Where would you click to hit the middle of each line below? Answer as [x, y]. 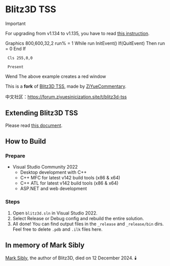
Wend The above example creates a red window [56, 76]
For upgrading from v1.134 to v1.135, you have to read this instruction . [77, 33]
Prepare [15, 156]
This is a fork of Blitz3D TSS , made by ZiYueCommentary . [66, 86]
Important [15, 23]
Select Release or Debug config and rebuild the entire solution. [78, 218]
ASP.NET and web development [54, 189]
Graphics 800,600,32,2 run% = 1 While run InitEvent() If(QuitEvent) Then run [85, 43]
